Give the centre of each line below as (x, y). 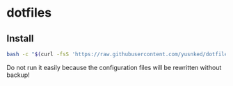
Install (20, 38)
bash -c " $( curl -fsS (38, 54)
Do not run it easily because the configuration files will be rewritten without (114, 67)
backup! (18, 75)
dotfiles (29, 13)
